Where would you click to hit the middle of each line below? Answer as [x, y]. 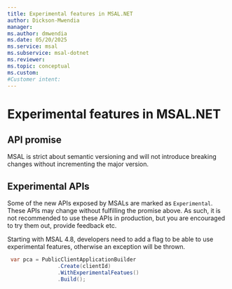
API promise [34, 140]
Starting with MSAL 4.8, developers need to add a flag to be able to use [110, 239]
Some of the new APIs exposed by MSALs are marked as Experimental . [110, 203]
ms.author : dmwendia [37, 33]
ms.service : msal [33, 46]
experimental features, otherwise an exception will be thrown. [96, 247]
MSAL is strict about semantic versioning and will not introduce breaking [112, 157]
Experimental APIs [48, 186]
